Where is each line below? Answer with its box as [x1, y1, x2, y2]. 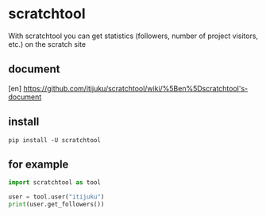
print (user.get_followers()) [8, 200, 105, 209]
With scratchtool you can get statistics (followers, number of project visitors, [8, 31, 259, 40]
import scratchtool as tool [8, 179, 102, 187]
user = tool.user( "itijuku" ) [8, 193, 105, 201]
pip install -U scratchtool [8, 136, 102, 144]
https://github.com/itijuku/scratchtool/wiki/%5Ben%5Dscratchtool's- [23, 83, 249, 93]
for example [8, 157, 69, 171]
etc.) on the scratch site [8, 39, 86, 48]
